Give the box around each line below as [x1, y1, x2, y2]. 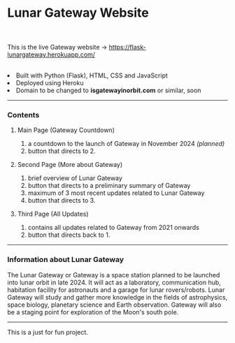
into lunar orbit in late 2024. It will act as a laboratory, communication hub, [7, 278, 222, 286]
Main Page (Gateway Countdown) [17, 126, 115, 134]
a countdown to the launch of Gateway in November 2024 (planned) [27, 140, 225, 148]
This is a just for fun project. [7, 328, 89, 336]
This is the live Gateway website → [7, 43, 108, 51]
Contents [7, 110, 40, 119]
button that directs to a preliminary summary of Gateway [27, 182, 191, 190]
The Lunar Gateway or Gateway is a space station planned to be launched [7, 270, 220, 279]
